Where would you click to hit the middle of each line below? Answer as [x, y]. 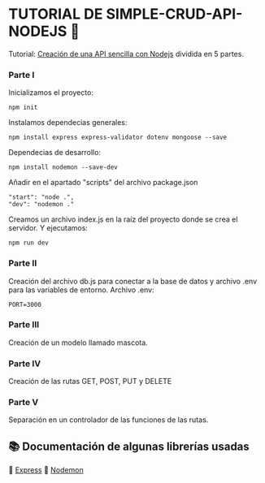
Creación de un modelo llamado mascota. [78, 343]
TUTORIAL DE [56, 14]
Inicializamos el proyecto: [51, 93]
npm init [23, 108]
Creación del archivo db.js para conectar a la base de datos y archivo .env [133, 281]
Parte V [24, 403]
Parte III [24, 325]
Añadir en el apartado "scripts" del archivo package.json [103, 183]
